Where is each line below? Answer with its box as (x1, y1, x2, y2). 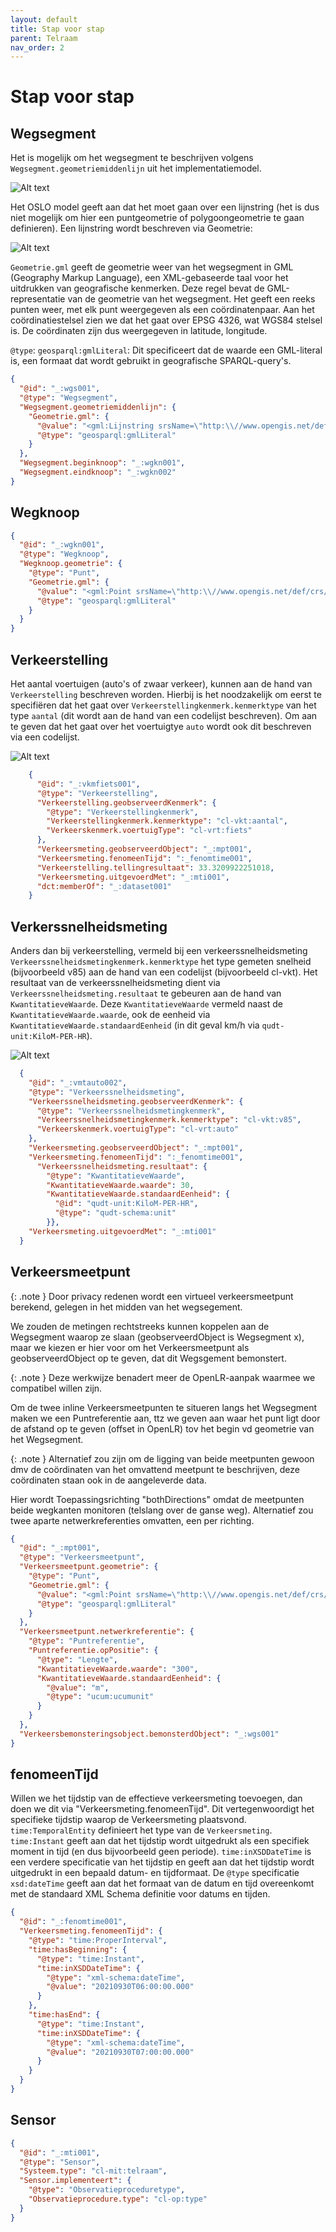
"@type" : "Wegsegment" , (19, 393, 118, 403)
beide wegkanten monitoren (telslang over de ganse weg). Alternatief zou (10, 1504, 314, 1516)
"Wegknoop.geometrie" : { (19, 559, 123, 569)
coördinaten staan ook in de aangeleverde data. (10, 1474, 207, 1486)
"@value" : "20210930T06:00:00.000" (46, 1982, 195, 1992)
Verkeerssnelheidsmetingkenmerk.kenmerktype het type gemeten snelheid (10, 956, 312, 968)
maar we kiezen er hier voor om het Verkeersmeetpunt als (10, 1341, 250, 1353)
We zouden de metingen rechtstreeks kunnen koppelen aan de (10, 1320, 270, 1332)
